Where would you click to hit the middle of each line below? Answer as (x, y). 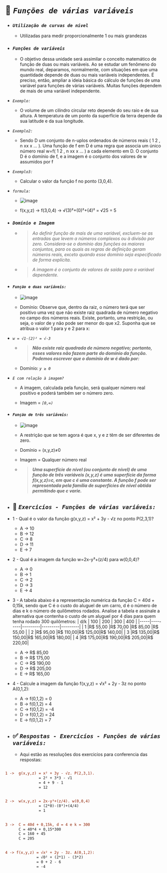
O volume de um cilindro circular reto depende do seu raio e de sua (89, 110)
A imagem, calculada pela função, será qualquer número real (83, 388)
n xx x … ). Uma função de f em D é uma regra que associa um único (90, 145)
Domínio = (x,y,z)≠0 (40, 450)
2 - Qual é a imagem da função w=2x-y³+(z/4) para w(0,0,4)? (76, 560)
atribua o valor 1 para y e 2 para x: (55, 328)
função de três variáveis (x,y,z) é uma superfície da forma (94, 475)
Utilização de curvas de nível (50, 26)
